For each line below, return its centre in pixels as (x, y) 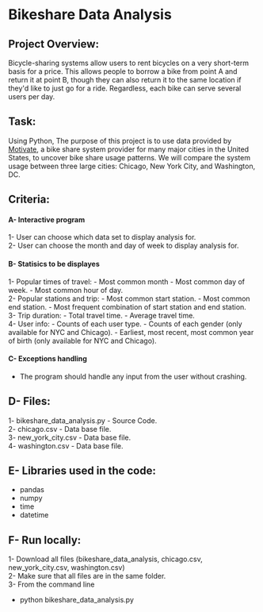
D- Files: (29, 401)
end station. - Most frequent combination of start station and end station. (128, 306)
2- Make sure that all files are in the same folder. (87, 576)
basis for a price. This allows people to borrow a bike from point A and (123, 71)
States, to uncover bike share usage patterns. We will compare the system (130, 157)
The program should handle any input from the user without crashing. (133, 376)
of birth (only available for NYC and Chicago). (82, 341)
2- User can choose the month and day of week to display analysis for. (124, 246)
